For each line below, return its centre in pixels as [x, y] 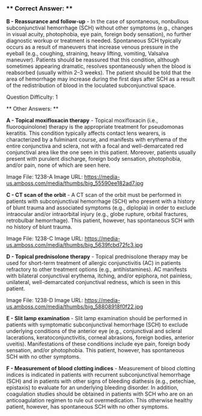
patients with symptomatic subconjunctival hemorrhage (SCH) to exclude [97, 325]
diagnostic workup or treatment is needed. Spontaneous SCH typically [94, 41]
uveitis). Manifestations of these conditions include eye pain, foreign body [98, 344]
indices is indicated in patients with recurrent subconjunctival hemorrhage [99, 375]
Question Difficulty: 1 [32, 97]
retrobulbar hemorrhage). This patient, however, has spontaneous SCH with [100, 220]
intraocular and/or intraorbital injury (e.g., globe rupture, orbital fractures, [97, 214]
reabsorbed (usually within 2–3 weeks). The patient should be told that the [99, 73]
